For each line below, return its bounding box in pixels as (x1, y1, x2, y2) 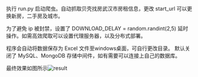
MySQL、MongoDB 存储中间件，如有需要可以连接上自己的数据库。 (17, 52, 181, 59)
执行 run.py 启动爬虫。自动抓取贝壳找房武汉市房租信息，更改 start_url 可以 (6, 5, 187, 12)
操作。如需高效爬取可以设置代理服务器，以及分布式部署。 (6, 32, 146, 39)
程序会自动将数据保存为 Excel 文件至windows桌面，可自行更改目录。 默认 (6, 45, 185, 52)
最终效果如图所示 (6, 65, 48, 72)
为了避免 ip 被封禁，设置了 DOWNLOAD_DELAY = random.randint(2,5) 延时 (6, 25, 189, 32)
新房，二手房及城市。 (11, 12, 63, 19)
